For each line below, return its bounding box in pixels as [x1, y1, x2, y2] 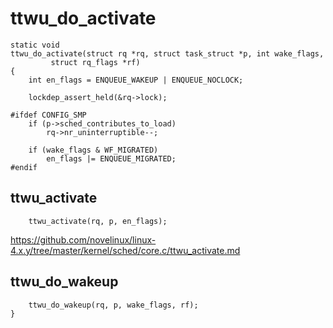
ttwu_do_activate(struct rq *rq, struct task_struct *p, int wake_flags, [10, 48, 325, 59]
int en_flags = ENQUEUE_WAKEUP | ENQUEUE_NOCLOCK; [28, 75, 244, 85]
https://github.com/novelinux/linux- [10, 233, 157, 246]
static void [10, 40, 60, 50]
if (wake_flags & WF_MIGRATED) [28, 145, 159, 155]
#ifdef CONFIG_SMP [10, 110, 87, 120]
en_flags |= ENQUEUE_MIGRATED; [46, 153, 177, 164]
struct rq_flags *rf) [50, 57, 141, 67]
